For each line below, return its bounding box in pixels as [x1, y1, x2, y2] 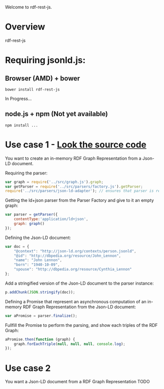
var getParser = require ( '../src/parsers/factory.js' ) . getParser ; [5, 184, 143, 189]
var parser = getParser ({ [5, 212, 58, 217]
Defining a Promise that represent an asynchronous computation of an [5, 298, 146, 304]
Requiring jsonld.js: [5, 55, 86, 66]
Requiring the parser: [5, 170, 48, 176]
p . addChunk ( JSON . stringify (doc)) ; [5, 290, 76, 294]
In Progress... [5, 96, 32, 101]
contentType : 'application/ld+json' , [14, 217, 89, 222]
